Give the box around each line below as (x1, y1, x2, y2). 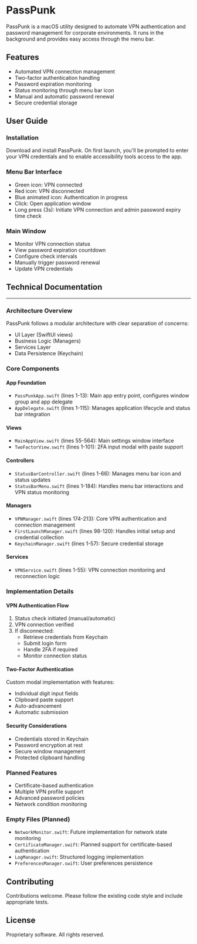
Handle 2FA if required (23, 646, 78, 653)
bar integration (14, 411, 51, 418)
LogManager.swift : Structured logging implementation (14, 854, 144, 861)
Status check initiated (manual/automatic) (14, 615, 116, 622)
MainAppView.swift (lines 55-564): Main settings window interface (14, 437, 174, 444)
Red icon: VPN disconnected (14, 187, 84, 194)
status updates (14, 476, 51, 483)
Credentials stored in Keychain (14, 735, 89, 742)
